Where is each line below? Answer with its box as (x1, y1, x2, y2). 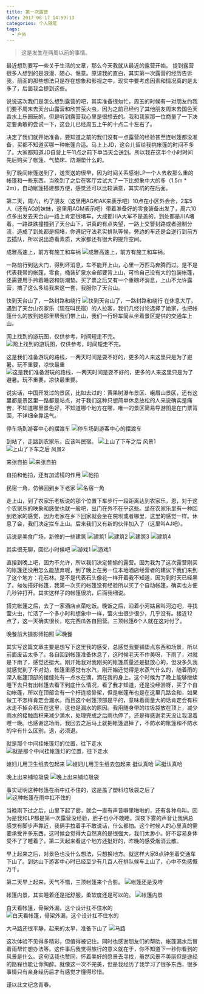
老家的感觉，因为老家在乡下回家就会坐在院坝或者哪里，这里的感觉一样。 (11, 513, 192, 520)
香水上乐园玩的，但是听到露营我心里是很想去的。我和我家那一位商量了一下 (6, 113, 192, 121)
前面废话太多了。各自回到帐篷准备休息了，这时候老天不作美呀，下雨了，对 (6, 651, 192, 658)
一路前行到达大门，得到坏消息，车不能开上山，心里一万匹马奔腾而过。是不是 (6, 261, 198, 268)
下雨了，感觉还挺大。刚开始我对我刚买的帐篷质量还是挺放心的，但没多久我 (11, 659, 198, 666)
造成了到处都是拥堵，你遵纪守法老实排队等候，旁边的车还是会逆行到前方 (16, 228, 198, 235)
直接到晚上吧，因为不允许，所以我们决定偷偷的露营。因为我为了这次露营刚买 (6, 559, 198, 566)
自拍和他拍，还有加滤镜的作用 (6, 471, 81, 478)
